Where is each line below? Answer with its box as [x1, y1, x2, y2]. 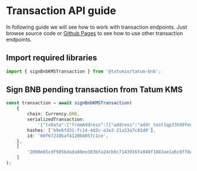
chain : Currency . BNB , [27, 111, 80, 117]
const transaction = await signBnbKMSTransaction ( [6, 100, 133, 106]
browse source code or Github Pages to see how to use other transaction [6, 29, 184, 36]
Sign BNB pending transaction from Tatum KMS [6, 85, 183, 95]
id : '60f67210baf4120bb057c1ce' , [27, 133, 109, 139]
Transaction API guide [6, 4, 116, 18]
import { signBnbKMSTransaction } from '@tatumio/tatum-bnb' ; [6, 69, 161, 74]
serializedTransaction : [27, 117, 85, 122]
